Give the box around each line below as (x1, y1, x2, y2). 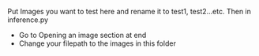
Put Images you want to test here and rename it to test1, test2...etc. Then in (7, 7, 252, 16)
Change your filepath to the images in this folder (18, 39, 177, 48)
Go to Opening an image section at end (18, 31, 147, 39)
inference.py (7, 15, 49, 24)
